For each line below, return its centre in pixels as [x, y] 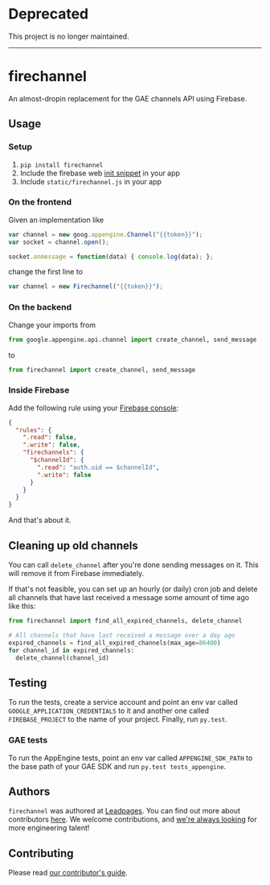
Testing [28, 683]
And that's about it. [40, 521]
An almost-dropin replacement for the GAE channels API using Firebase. [128, 98]
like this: [22, 606]
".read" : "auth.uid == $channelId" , [98, 467]
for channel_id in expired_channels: [72, 650]
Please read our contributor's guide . [68, 873]
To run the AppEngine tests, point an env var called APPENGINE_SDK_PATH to [131, 758]
